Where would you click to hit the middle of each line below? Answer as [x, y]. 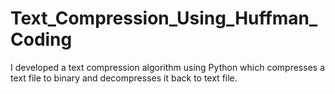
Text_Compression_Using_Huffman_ [164, 18]
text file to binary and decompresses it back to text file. [124, 78]
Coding [41, 39]
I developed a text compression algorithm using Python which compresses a [167, 67]
